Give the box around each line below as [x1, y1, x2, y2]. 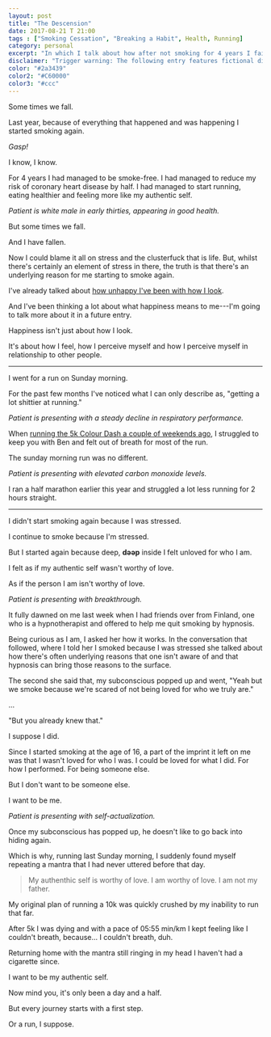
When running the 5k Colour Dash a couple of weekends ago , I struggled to [8, 428, 260, 438]
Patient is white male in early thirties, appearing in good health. [8, 205, 220, 215]
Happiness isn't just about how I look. [8, 325, 133, 335]
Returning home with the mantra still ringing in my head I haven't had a [8, 947, 244, 958]
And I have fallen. [8, 237, 66, 247]
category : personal [8, 42, 74, 50]
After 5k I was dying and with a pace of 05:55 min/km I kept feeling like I [8, 923, 248, 934]
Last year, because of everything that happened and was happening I [8, 117, 240, 127]
